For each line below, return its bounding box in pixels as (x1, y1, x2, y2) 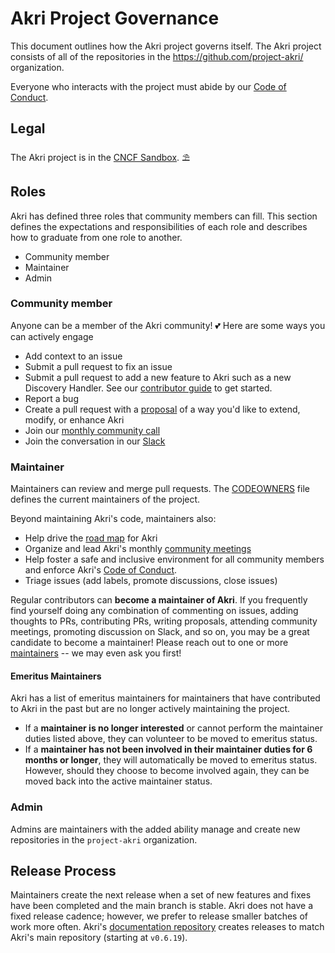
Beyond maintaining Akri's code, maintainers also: (10, 513, 217, 525)
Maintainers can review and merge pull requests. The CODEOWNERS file (10, 483, 310, 495)
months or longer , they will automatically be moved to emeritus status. (24, 754, 318, 766)
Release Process (10, 863, 117, 880)
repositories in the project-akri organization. (10, 833, 198, 846)
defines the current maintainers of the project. (10, 493, 201, 506)
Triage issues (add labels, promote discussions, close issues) (24, 575, 278, 587)
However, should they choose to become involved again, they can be (24, 765, 310, 777)
